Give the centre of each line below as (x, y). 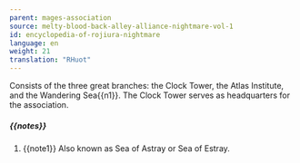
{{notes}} (28, 125)
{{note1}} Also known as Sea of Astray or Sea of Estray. (126, 148)
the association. (39, 105)
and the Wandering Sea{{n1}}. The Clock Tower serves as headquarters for (150, 95)
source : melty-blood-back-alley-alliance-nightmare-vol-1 (121, 26)
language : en (34, 43)
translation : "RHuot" (50, 60)
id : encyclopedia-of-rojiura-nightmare (85, 34)
